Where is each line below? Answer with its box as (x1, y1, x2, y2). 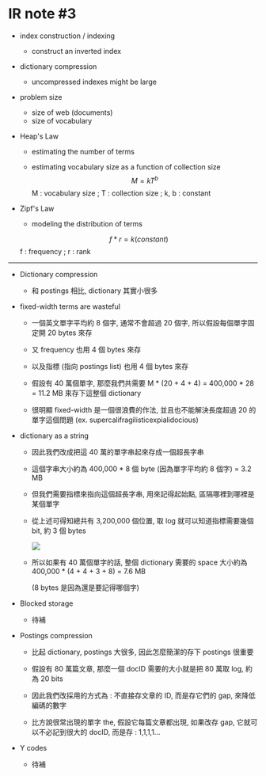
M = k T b (131, 174, 158, 185)
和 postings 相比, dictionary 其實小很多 (31, 286, 158, 295)
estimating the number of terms (31, 146, 135, 156)
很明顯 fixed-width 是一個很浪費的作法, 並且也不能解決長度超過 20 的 (31, 405, 256, 414)
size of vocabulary (31, 116, 93, 125)
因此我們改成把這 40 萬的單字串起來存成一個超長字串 (31, 447, 204, 456)
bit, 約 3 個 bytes (31, 526, 86, 535)
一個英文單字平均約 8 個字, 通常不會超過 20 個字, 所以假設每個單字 (31, 318, 248, 327)
